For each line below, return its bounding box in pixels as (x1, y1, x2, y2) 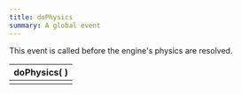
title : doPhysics (9, 12, 74, 22)
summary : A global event (9, 21, 101, 30)
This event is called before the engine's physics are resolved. (9, 45, 233, 55)
